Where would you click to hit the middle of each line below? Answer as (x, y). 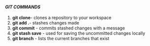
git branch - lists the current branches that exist (61, 39)
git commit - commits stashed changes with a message (68, 28)
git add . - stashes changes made (46, 23)
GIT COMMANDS (23, 7)
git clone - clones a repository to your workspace (62, 18)
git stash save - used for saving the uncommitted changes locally (79, 33)
